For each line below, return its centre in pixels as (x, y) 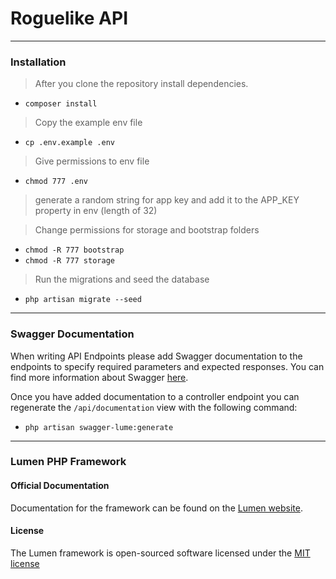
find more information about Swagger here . (99, 377)
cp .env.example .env (69, 143)
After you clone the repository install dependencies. (141, 84)
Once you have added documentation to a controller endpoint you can (155, 396)
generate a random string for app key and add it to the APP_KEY (167, 200)
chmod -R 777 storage (69, 261)
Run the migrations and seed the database (122, 279)
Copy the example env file (88, 123)
